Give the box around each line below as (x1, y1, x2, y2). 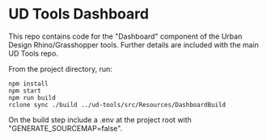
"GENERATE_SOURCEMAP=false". (8, 123, 123, 133)
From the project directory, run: (8, 64, 113, 73)
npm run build (8, 93, 57, 101)
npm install (8, 80, 49, 88)
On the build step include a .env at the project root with (8, 114, 192, 125)
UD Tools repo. (8, 48, 59, 58)
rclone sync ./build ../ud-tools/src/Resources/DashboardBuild (8, 101, 227, 109)
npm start (8, 86, 42, 95)
